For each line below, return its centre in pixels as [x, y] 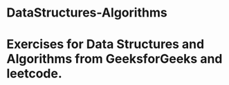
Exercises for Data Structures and [106, 45]
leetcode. [35, 74]
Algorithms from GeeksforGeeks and [114, 59]
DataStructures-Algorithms [87, 13]
